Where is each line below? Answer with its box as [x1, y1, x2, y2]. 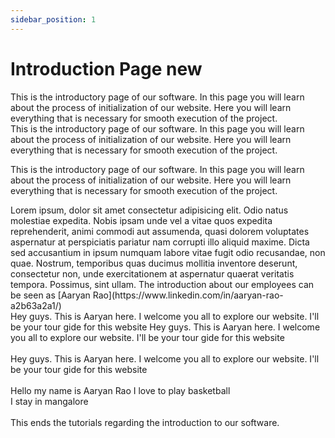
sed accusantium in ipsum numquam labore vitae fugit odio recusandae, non [10, 246, 326, 258]
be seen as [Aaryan [10, 289, 91, 301]
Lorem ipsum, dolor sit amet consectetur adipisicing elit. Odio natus [10, 204, 289, 216]
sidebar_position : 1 [10, 14, 97, 25]
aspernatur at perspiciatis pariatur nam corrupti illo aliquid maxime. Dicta [10, 236, 310, 248]
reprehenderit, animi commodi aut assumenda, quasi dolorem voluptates [10, 225, 310, 237]
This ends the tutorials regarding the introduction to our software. [10, 416, 280, 428]
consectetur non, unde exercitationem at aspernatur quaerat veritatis [10, 267, 295, 280]
